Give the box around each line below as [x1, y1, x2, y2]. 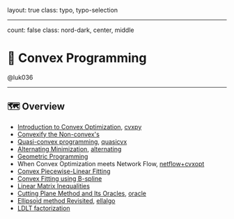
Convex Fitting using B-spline [17, 174, 102, 183]
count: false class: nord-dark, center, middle [7, 26, 134, 34]
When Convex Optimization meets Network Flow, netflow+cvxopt [17, 159, 205, 168]
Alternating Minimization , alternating [17, 145, 122, 153]
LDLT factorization [17, 204, 71, 212]
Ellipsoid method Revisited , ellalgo [17, 196, 116, 204]
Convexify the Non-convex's [17, 130, 100, 138]
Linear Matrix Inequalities [17, 181, 91, 190]
